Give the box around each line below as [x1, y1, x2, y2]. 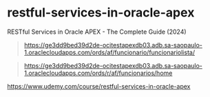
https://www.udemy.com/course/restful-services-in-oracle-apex [7, 82, 191, 90]
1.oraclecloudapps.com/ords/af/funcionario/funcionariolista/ [23, 48, 195, 56]
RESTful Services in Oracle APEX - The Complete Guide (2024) [7, 28, 187, 36]
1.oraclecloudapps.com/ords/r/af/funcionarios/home [23, 69, 173, 77]
